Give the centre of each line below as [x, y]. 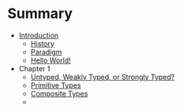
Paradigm [46, 52]
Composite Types [59, 93]
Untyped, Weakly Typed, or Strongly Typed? [103, 77]
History [42, 43]
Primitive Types [56, 85]
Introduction [39, 35]
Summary [40, 14]
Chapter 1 [34, 68]
